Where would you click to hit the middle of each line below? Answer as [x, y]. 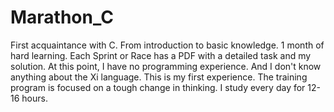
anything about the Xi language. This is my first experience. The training [159, 77]
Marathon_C [62, 17]
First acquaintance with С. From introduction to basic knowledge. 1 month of [167, 45]
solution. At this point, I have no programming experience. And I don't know [166, 66]
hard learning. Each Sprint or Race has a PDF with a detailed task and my [161, 55]
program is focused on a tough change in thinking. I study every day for [158, 87]
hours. [34, 98]
